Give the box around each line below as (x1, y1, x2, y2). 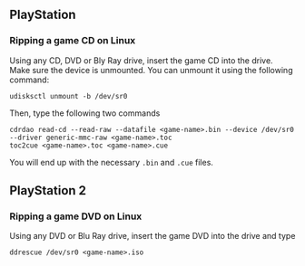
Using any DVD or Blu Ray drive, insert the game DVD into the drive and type (9, 231, 296, 242)
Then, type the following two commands (9, 108, 161, 119)
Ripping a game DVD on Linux (9, 210, 143, 223)
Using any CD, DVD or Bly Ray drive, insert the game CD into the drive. (9, 54, 274, 66)
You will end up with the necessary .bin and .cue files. (9, 157, 213, 167)
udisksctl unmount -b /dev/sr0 (9, 91, 128, 100)
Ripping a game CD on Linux (9, 34, 136, 47)
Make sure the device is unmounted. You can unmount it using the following (9, 64, 293, 75)
